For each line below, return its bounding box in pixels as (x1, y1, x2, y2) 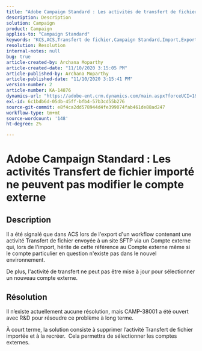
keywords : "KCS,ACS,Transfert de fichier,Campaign (6, 37, 136, 43)
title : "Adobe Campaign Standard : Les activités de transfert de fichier (6, 8, 198, 15)
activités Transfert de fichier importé (6, 165, 195, 179)
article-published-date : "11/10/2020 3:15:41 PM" (6, 76, 133, 82)
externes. (6, 338, 30, 346)
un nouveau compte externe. (6, 274, 78, 282)
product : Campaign (6, 25, 52, 32)
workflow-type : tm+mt (6, 110, 61, 116)
